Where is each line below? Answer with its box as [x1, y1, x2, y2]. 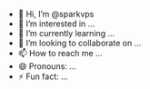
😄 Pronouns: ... [17, 61, 77, 72]
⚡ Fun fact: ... [17, 71, 68, 82]
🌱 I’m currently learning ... [17, 28, 115, 38]
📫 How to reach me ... [17, 48, 103, 58]
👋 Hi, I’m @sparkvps [17, 9, 95, 19]
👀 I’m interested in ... [17, 18, 95, 29]
